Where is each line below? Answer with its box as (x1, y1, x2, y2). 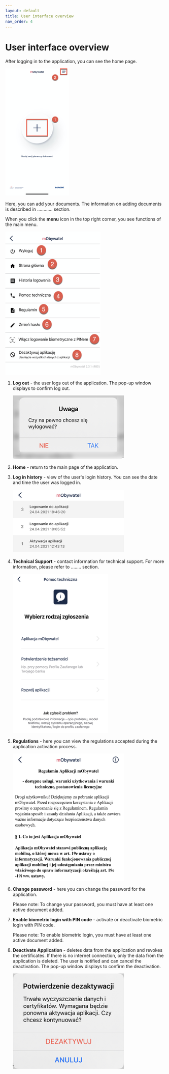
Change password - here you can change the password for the (12, 886, 146, 892)
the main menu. (5, 221, 38, 228)
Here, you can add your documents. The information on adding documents (5, 201, 162, 207)
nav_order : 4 (5, 19, 33, 24)
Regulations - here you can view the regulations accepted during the (12, 738, 157, 744)
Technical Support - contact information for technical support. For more (12, 558, 164, 564)
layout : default (5, 8, 40, 13)
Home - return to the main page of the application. (12, 464, 118, 470)
